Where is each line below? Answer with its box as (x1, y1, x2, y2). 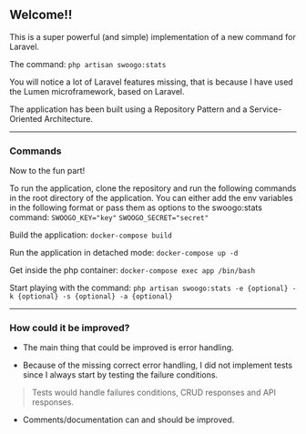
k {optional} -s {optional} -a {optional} (9, 292, 173, 301)
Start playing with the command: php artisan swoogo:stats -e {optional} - (9, 282, 297, 294)
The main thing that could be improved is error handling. (22, 342, 234, 353)
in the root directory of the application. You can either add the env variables (9, 193, 293, 204)
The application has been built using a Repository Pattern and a (9, 104, 248, 115)
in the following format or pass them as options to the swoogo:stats (9, 202, 262, 213)
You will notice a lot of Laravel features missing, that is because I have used (9, 76, 293, 87)
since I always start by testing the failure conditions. (22, 369, 219, 380)
